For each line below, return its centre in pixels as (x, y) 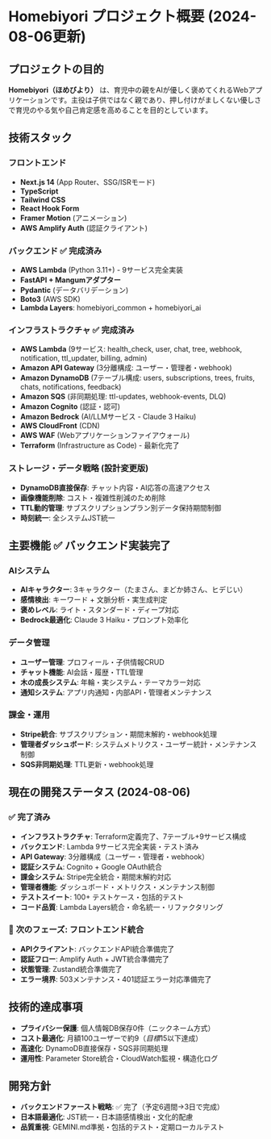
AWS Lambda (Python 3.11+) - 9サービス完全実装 (102, 269)
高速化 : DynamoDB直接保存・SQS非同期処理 (94, 1048)
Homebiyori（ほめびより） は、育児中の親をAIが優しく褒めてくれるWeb (128, 90)
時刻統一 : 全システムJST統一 (67, 518)
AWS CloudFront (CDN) (60, 426)
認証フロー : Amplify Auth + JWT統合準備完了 (94, 959)
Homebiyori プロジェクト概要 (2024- (132, 17)
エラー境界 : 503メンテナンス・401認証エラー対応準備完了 (116, 979)
